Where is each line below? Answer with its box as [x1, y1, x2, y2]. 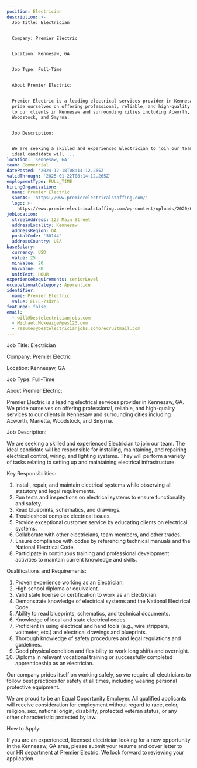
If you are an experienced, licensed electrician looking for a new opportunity [6, 736, 191, 743]
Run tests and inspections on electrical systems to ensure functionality [15, 494, 186, 501]
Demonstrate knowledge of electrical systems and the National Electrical [15, 597, 191, 604]
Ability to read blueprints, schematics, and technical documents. [15, 610, 170, 617]
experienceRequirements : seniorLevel [6, 277, 99, 283]
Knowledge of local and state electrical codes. [15, 616, 127, 623]
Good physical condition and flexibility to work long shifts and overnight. [15, 647, 189, 654]
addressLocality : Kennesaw [12, 222, 78, 228]
